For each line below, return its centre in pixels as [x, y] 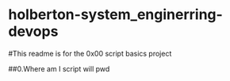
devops [33, 31]
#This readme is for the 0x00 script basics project [90, 53]
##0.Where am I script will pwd [59, 68]
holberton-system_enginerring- [116, 15]
